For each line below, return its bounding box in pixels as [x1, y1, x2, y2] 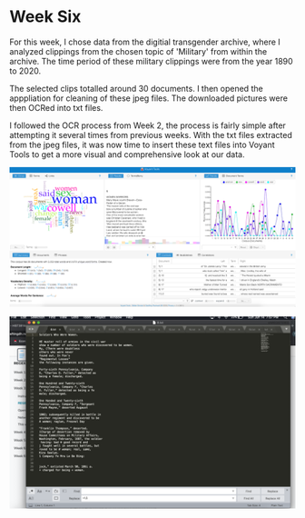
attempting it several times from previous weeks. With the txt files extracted [9, 129, 292, 140]
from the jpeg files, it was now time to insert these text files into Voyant [9, 139, 275, 150]
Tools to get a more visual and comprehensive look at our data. [9, 148, 245, 160]
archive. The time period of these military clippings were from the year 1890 [9, 55, 293, 66]
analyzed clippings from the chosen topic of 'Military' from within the [9, 45, 268, 56]
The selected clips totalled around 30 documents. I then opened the [9, 83, 263, 94]
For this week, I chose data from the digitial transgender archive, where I [9, 36, 281, 47]
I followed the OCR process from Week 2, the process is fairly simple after [9, 120, 286, 131]
